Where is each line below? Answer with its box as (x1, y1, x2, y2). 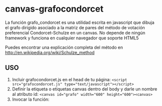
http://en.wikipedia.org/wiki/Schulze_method (5, 50, 95, 55)
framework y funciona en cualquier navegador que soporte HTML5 (5, 35, 139, 41)
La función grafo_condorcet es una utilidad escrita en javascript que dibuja (5, 19, 155, 25)
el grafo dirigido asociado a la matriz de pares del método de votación (5, 24, 146, 30)
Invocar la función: (12, 96, 49, 102)
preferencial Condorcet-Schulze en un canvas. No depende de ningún (5, 30, 146, 35)
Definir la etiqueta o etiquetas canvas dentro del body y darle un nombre (12, 86, 158, 92)
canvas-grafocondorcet (5, 3, 104, 15)
